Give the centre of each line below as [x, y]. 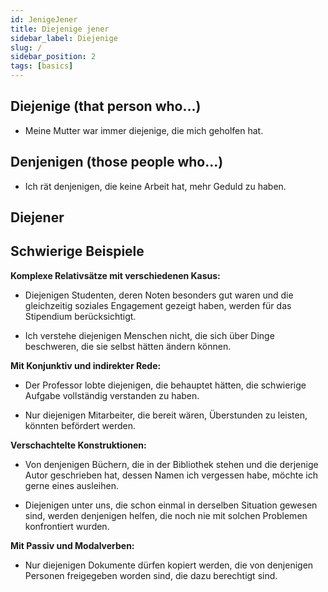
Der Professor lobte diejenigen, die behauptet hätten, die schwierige [165, 385]
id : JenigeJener [44, 19]
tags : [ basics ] [42, 66]
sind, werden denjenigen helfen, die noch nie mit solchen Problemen [166, 515]
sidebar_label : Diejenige [64, 38]
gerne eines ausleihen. [71, 485]
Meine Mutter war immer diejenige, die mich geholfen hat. [144, 130]
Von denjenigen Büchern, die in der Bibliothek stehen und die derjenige [171, 464]
